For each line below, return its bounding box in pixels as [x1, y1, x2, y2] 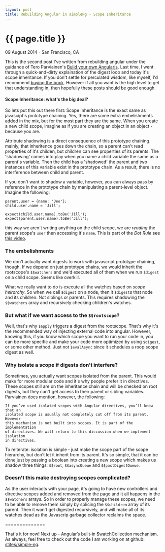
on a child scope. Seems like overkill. [5, 274, 80, 280]
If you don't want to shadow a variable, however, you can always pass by [5, 178, 154, 185]
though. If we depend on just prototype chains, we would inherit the [5, 264, 143, 270]
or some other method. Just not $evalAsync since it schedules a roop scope [5, 344, 159, 350]
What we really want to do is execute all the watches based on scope [5, 284, 146, 290]
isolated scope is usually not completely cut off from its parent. [5, 412, 149, 417]
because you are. [5, 128, 40, 134]
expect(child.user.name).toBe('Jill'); [5, 211, 87, 217]
